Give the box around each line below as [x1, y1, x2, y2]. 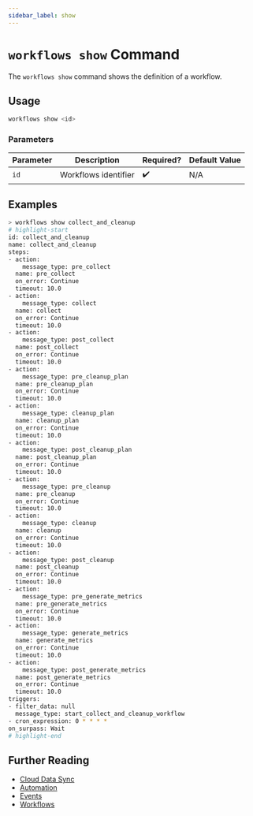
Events [19, 792, 43, 801]
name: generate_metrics [15, 636, 93, 645]
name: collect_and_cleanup [8, 240, 97, 248]
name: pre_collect [15, 270, 76, 278]
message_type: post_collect [22, 336, 114, 344]
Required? [142, 155, 182, 166]
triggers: [8, 695, 41, 703]
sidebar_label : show [8, 11, 76, 20]
